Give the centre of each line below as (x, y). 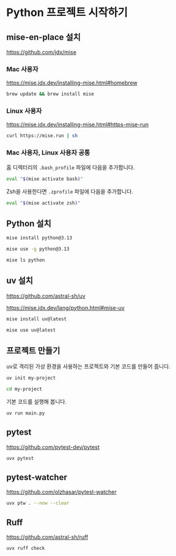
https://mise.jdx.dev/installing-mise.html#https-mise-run (77, 125)
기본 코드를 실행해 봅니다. (37, 401)
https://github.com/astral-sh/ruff (47, 537)
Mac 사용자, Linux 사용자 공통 (48, 152)
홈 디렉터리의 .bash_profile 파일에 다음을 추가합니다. (71, 167)
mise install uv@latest (37, 319)
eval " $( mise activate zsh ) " (43, 203)
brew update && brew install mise (50, 94)
